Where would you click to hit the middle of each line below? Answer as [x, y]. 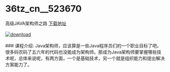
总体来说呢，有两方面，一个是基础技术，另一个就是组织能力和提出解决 [92, 58]
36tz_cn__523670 [44, 9]
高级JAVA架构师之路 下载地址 [36, 23]
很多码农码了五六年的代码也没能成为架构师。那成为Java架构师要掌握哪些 [81, 52]
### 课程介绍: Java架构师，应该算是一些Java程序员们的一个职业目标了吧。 [83, 45]
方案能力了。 [18, 64]
